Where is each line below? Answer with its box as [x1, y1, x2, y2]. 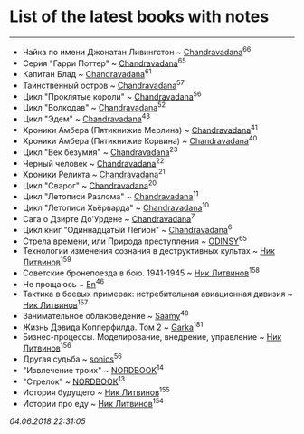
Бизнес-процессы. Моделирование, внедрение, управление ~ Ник [22, 331, 282, 342]
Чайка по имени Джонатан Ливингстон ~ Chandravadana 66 [22, 44, 252, 57]
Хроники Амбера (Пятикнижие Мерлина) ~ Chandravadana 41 [22, 122, 258, 135]
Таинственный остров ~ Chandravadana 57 [22, 78, 185, 91]
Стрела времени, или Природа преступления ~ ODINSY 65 [22, 234, 247, 246]
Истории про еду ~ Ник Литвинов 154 [22, 396, 165, 409]
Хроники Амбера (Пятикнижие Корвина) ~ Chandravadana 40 [22, 134, 258, 146]
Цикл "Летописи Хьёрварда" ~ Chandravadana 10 [22, 201, 210, 213]
